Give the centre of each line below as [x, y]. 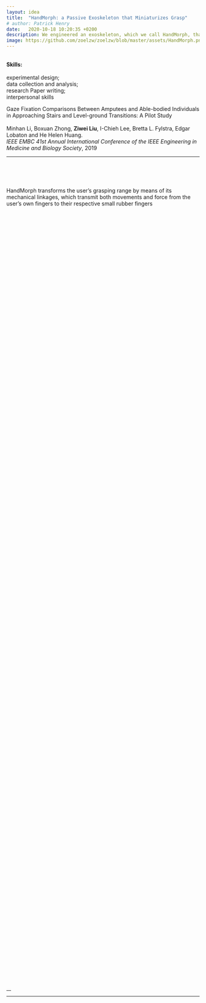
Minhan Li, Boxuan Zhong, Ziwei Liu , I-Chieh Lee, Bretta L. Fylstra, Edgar [98, 128]
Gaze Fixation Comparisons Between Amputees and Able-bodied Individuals [103, 109]
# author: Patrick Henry [38, 23]
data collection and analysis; [42, 84]
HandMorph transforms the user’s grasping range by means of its [89, 190]
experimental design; [33, 78]
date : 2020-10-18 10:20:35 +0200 [52, 29]
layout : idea [23, 12]
